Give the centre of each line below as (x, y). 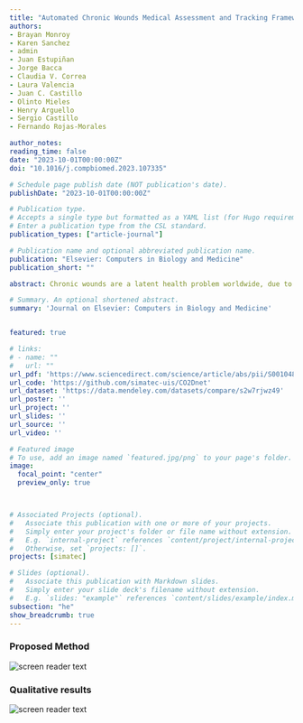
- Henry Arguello (42, 110)
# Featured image (42, 449)
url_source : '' (38, 424)
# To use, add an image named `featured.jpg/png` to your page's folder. (151, 458)
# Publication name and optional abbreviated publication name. (133, 250)
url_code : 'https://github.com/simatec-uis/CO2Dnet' (110, 383)
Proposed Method (50, 646)
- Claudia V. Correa (48, 77)
